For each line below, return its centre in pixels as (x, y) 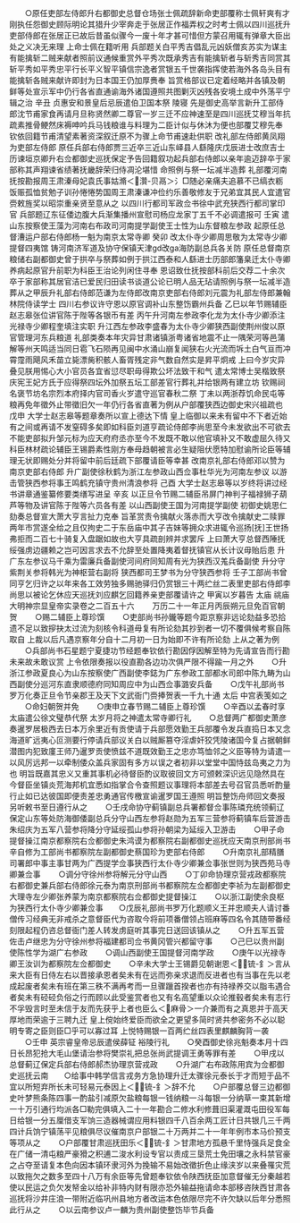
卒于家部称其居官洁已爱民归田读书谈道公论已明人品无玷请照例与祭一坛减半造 (150, 281)
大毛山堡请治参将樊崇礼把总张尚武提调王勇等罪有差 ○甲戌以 (166, 1053)
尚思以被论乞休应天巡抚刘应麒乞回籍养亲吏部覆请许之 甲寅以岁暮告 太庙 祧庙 (150, 595)
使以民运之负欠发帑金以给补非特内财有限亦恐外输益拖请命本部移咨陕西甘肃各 (150, 1187)
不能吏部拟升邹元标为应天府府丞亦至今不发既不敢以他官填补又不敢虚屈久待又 (150, 438)
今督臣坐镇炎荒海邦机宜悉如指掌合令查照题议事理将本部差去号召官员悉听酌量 (150, 785)
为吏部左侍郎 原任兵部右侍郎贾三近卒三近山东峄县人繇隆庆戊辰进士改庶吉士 (147, 147)
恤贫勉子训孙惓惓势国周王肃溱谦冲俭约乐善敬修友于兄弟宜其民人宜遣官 (162, 192)
